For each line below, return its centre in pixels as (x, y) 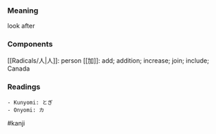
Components (30, 44)
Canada (19, 68)
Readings (24, 87)
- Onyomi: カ (26, 110)
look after (21, 26)
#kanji (16, 123)
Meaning (23, 11)
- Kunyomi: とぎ (30, 102)
